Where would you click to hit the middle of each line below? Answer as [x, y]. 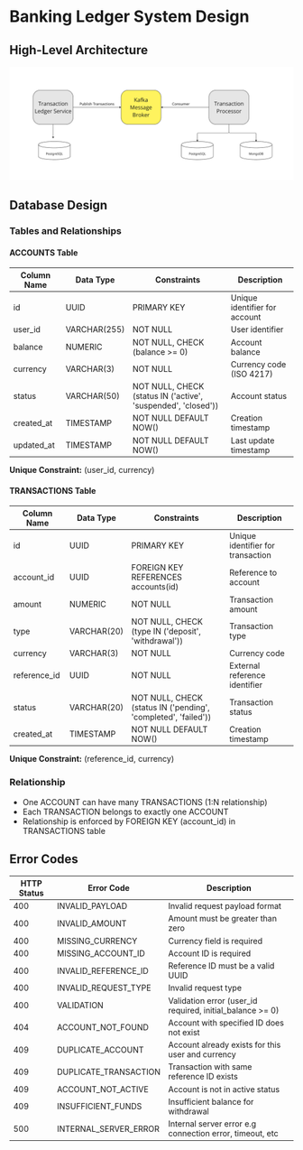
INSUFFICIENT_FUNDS [100, 1107]
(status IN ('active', [167, 396]
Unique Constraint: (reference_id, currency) [92, 759]
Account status [258, 396]
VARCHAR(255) [95, 329]
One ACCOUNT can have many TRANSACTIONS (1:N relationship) [145, 802]
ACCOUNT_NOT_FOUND [103, 1027]
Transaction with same [210, 1067]
